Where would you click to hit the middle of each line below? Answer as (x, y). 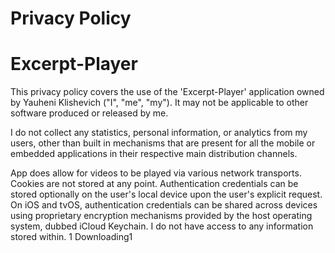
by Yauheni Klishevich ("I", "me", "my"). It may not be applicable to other (159, 103)
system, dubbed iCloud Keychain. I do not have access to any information (162, 226)
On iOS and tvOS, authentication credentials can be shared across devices (164, 205)
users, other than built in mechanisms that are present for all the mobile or (163, 143)
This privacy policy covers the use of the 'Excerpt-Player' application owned (167, 92)
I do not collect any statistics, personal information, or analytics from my (159, 133)
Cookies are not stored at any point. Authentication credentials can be (154, 184)
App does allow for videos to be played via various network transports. (156, 173)
